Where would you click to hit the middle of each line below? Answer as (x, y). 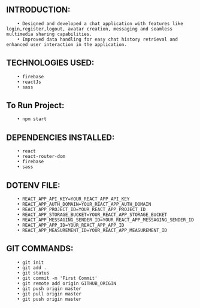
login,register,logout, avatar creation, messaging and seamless (89, 29)
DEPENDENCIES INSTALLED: (60, 137)
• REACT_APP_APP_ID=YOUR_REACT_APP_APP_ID (71, 225)
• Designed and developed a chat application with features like (100, 23)
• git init (31, 263)
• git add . (32, 268)
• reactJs (29, 82)
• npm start (32, 119)
